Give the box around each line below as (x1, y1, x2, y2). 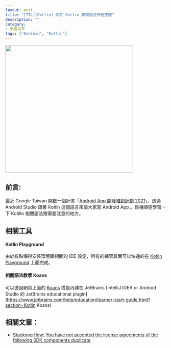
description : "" (5, 17, 40, 22)
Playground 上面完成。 (5, 259, 53, 265)
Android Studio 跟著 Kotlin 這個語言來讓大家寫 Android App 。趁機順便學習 (5, 204, 162, 210)
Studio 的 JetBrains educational (5, 291, 71, 297)
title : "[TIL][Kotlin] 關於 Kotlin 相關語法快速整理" (5, 12, 114, 17)
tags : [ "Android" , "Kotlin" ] (5, 31, 67, 36)
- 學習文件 (5, 26, 26, 32)
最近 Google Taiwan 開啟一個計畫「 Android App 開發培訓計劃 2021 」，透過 (5, 197, 161, 204)
